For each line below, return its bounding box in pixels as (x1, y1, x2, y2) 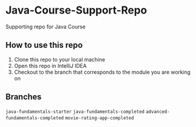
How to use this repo (5, 40, 83, 50)
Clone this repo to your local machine (14, 56, 106, 63)
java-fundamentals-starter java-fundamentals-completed (5, 109, 145, 115)
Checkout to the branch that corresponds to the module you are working (14, 69, 191, 76)
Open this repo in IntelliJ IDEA (14, 62, 87, 69)
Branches (5, 92, 42, 102)
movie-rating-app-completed (65, 115, 134, 121)
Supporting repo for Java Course (5, 23, 86, 30)
